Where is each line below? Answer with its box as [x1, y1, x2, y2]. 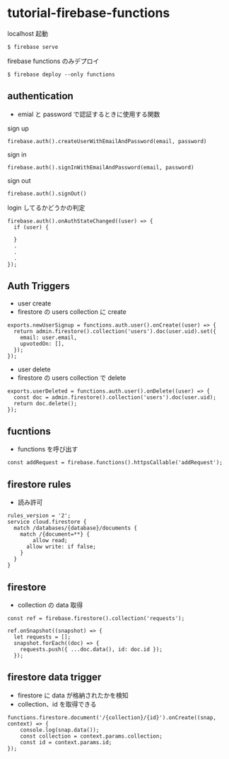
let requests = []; [13, 634, 71, 641]
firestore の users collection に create [17, 307, 127, 316]
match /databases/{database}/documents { [13, 524, 138, 532]
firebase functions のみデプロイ [7, 57, 100, 65]
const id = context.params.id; [20, 738, 112, 746]
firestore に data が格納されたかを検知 [17, 691, 129, 699]
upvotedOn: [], [20, 340, 65, 347]
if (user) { [13, 223, 49, 231]
